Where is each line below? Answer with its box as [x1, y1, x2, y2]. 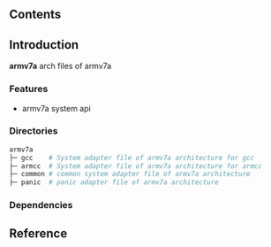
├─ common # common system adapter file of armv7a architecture [9, 170, 251, 179]
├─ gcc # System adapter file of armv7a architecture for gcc [9, 153, 254, 162]
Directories [9, 125, 58, 137]
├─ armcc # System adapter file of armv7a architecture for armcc [9, 161, 263, 171]
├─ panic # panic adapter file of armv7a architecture [9, 178, 219, 187]
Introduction [9, 37, 79, 52]
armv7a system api [21, 103, 91, 113]
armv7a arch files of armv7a [9, 61, 112, 72]
